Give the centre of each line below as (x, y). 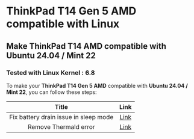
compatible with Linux (63, 24)
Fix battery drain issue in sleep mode (61, 117)
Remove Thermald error (61, 126)
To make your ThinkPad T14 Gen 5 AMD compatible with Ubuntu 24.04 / (97, 85)
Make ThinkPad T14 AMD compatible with (86, 46)
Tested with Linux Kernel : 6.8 (51, 72)
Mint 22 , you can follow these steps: (52, 92)
